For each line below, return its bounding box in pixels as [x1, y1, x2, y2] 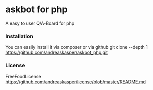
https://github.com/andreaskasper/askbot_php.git [5, 49, 108, 56]
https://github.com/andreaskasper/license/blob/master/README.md [5, 79, 146, 85]
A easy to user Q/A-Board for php [5, 20, 75, 26]
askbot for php [5, 4, 68, 15]
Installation [5, 33, 34, 40]
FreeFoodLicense [5, 73, 41, 79]
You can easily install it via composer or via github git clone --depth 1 [5, 44, 148, 50]
